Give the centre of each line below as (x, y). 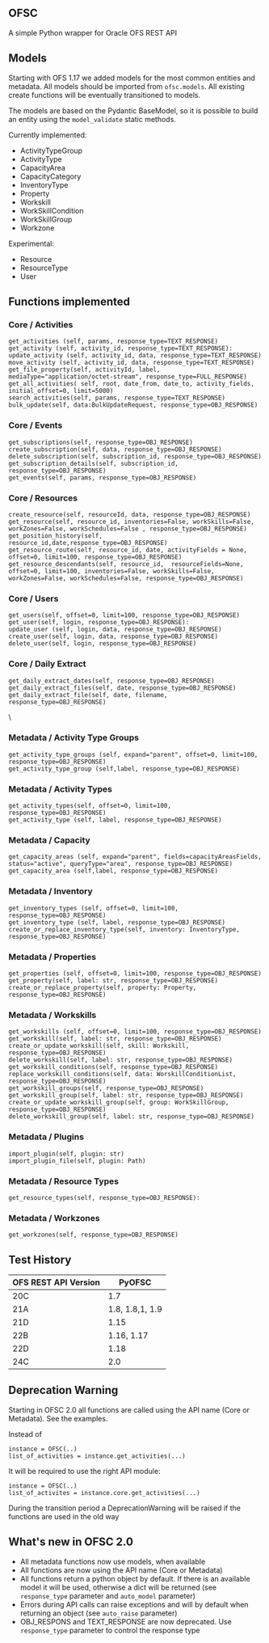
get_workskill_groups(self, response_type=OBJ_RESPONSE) (106, 1088)
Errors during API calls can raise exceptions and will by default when (134, 1604)
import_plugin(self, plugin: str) (67, 1154)
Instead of (25, 1434)
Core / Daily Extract (47, 664)
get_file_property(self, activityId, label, (84, 370)
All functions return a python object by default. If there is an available (135, 1578)
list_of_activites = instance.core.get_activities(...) (104, 1493)
